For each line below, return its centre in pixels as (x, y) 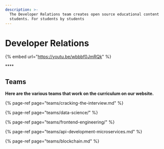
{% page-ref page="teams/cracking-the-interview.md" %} (64, 103)
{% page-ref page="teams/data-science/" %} (52, 113)
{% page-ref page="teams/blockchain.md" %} (52, 141)
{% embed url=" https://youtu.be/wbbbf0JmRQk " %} (58, 57)
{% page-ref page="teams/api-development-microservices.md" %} (74, 132)
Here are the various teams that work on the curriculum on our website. (79, 93)
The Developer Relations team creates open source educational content (84, 14)
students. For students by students (47, 19)
